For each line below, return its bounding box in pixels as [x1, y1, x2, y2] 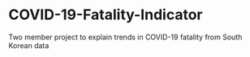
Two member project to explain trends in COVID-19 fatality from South [8, 32, 243, 42]
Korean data [8, 40, 50, 50]
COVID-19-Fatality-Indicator [8, 6, 203, 24]
